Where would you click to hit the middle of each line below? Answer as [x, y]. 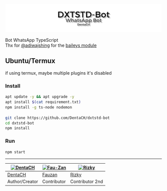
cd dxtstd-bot [20, 123]
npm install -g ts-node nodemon [39, 107]
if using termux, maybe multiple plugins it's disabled [58, 73]
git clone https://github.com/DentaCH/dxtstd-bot [58, 118]
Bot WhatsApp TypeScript [32, 40]
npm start [15, 152]
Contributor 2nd [87, 182]
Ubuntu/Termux [30, 61]
